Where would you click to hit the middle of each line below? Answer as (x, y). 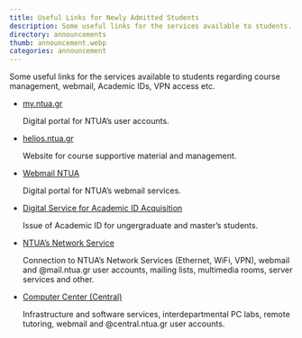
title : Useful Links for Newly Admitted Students (105, 18)
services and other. (58, 280)
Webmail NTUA (50, 173)
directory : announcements (58, 34)
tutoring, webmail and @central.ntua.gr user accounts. (124, 324)
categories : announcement (58, 51)
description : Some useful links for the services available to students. (151, 26)
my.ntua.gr (42, 103)
